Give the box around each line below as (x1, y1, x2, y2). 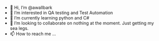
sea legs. (9, 25, 29, 31)
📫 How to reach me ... (9, 31, 56, 37)
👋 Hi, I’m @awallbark (9, 5, 53, 10)
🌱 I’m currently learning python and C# (9, 15, 89, 20)
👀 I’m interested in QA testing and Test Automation (9, 10, 113, 16)
